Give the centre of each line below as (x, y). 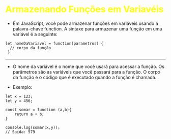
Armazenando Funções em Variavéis (84, 9)
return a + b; (29, 114)
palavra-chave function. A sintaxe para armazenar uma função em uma (87, 28)
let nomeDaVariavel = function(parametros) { (54, 43)
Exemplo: (22, 87)
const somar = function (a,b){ (38, 110)
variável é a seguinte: (35, 34)
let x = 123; (19, 96)
